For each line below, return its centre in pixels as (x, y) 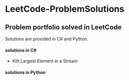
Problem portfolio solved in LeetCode (64, 27)
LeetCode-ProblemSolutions (65, 9)
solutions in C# (21, 50)
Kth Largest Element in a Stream (45, 61)
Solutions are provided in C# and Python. (47, 39)
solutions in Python (25, 72)
